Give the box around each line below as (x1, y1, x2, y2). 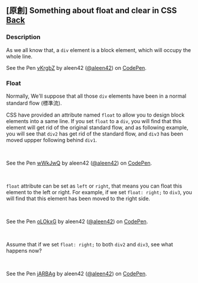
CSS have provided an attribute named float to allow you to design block (6, 111, 185, 118)
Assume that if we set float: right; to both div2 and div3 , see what (6, 240, 173, 247)
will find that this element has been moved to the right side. (6, 195, 151, 202)
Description (6, 33, 41, 41)
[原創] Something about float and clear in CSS (6, 5, 177, 16)
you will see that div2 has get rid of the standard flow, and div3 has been (6, 130, 183, 137)
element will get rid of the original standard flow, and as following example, (6, 124, 189, 131)
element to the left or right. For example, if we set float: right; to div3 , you (6, 188, 192, 195)
